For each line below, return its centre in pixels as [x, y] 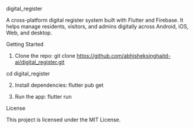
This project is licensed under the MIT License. [63, 119]
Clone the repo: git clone [45, 56]
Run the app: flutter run [43, 97]
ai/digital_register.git [39, 62]
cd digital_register [28, 73]
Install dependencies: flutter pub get [59, 85]
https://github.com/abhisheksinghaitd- [123, 56]
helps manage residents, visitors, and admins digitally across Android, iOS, [97, 26]
